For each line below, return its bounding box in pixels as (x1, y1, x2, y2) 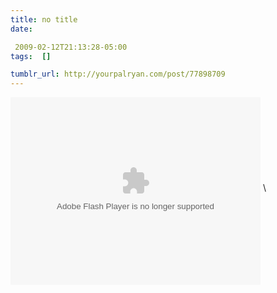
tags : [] (10, 51, 52, 61)
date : (10, 24, 33, 34)
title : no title (10, 14, 78, 25)
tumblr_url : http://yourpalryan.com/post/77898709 (10, 69, 226, 80)
